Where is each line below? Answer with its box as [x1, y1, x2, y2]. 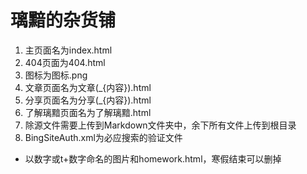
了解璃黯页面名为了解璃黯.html [24, 106, 152, 118]
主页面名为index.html [24, 44, 113, 56]
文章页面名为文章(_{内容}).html [24, 81, 152, 93]
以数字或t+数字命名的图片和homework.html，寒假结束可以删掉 [24, 152, 282, 165]
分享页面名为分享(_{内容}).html [24, 94, 152, 106]
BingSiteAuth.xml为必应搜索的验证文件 [24, 131, 183, 143]
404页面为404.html [24, 56, 106, 68]
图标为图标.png [24, 69, 88, 81]
